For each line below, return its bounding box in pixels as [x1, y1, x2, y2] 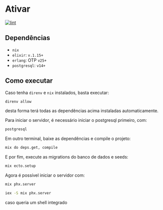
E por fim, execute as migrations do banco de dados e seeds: [5, 154, 128, 160]
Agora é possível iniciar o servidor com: [5, 172, 85, 178]
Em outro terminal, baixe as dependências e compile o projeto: [5, 136, 131, 141]
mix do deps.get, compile [5, 145, 58, 150]
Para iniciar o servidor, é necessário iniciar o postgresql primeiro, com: [5, 117, 147, 123]
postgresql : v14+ [12, 62, 46, 68]
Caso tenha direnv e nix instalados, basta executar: [5, 90, 109, 95]
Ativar [5, 3, 31, 15]
